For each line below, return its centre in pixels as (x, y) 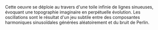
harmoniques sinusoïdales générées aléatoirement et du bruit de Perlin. (77, 22)
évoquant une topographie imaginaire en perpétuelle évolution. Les (73, 12)
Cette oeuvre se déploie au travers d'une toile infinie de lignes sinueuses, (79, 7)
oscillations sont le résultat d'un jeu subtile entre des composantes (73, 17)
